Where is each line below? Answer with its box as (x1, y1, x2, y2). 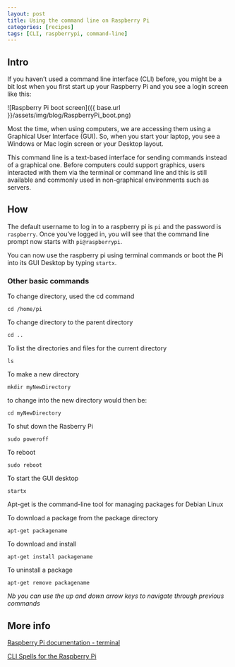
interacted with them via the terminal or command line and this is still (7, 169, 207, 177)
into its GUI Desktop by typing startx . (7, 258, 117, 267)
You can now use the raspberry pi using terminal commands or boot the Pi (7, 251, 224, 259)
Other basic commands (7, 276, 90, 286)
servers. (7, 183, 32, 192)
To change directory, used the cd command (7, 292, 135, 300)
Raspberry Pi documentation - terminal (7, 638, 121, 647)
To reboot (7, 448, 36, 457)
